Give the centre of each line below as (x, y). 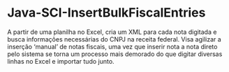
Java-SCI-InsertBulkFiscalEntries (106, 13)
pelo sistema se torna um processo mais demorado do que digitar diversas (115, 54)
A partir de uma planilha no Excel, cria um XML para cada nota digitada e (112, 32)
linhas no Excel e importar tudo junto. (61, 61)
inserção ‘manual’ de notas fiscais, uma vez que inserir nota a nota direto (112, 46)
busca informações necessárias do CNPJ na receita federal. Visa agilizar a (114, 39)
